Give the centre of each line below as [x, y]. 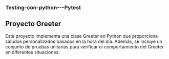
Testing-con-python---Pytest [43, 8]
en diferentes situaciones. [33, 52]
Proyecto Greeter [33, 24]
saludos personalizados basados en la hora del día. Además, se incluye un [84, 41]
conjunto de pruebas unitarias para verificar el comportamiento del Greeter [84, 46]
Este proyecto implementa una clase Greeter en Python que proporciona [81, 36]
